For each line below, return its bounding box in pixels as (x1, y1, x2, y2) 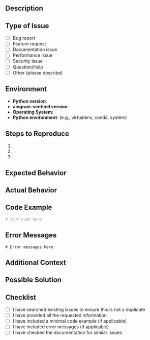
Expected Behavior (5, 168, 67, 177)
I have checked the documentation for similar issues (12, 329, 122, 336)
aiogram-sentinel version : (12, 104, 69, 110)
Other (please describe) (12, 69, 63, 76)
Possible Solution (5, 276, 62, 284)
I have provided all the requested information (12, 312, 107, 319)
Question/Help (12, 64, 43, 70)
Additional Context (5, 258, 66, 267)
